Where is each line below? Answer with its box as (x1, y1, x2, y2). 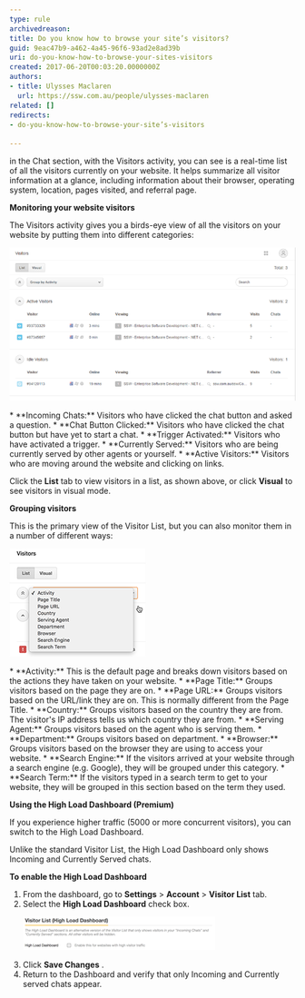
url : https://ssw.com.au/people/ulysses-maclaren (17, 91, 209, 100)
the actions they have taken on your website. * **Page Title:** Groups (9, 676, 273, 687)
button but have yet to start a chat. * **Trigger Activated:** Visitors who (9, 430, 280, 440)
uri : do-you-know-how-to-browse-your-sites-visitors (9, 53, 213, 63)
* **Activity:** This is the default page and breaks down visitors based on (9, 666, 288, 677)
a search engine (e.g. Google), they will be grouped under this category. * (9, 763, 286, 774)
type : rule (9, 15, 51, 24)
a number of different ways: (9, 530, 113, 541)
